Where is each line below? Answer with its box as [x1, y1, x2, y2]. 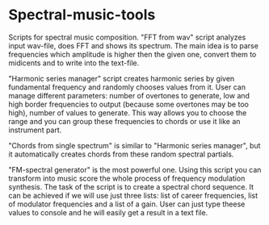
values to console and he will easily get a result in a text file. [8, 207, 208, 217]
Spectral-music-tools [8, 6, 156, 24]
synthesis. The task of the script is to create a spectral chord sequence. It [8, 181, 254, 191]
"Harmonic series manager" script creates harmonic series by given [8, 73, 235, 83]
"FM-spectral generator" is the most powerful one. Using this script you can [8, 165, 262, 174]
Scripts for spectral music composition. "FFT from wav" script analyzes [8, 32, 246, 42]
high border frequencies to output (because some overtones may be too [8, 99, 249, 109]
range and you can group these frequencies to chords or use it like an [8, 116, 241, 126]
